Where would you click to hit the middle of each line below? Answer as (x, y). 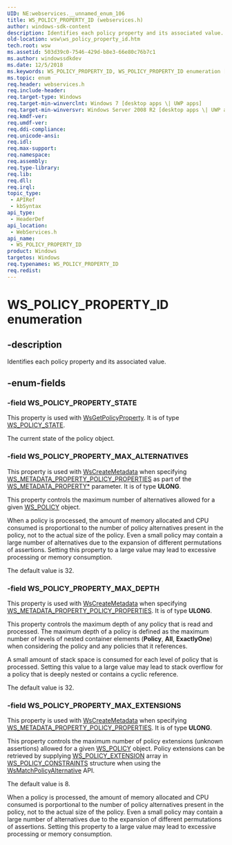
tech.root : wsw (29, 46)
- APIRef (23, 200)
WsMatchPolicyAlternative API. (51, 770)
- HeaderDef (27, 219)
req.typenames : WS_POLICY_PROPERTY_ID (63, 264)
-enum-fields (36, 383)
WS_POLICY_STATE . (36, 425)
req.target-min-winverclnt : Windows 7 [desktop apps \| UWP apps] (105, 104)
